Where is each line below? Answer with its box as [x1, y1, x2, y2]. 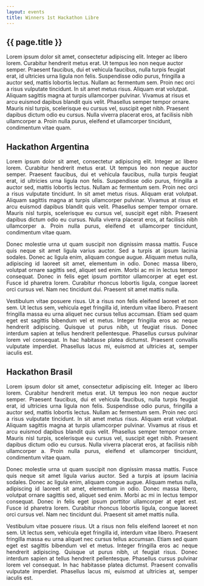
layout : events [6, 9, 45, 15]
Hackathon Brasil [6, 367, 73, 377]
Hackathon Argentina [6, 141, 89, 152]
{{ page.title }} [6, 37, 63, 47]
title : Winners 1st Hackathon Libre [6, 15, 99, 21]
